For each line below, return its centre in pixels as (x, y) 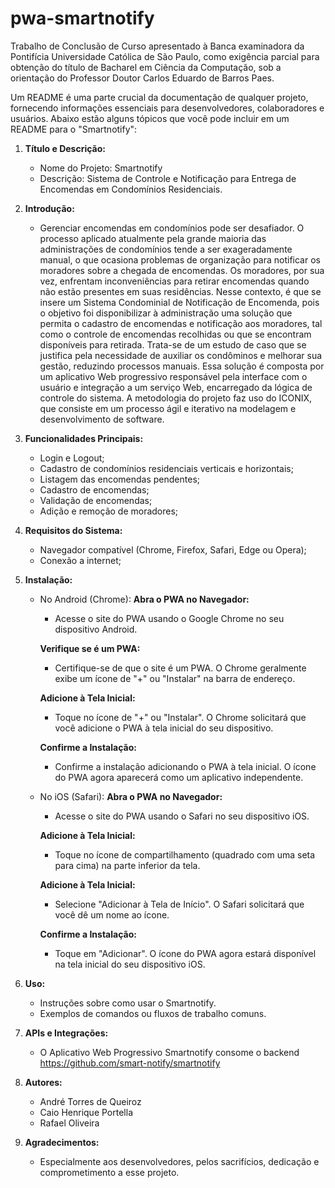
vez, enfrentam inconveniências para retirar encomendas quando (174, 281)
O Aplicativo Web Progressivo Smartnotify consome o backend (169, 1052)
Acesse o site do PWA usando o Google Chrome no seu (169, 618)
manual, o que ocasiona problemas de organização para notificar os (180, 259)
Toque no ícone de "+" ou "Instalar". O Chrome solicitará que (180, 717)
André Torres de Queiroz (90, 1101)
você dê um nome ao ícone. (112, 914)
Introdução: (49, 208)
